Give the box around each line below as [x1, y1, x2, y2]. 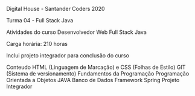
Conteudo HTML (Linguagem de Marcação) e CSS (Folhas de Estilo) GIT [6, 63, 186, 71]
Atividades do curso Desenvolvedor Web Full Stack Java [6, 28, 147, 36]
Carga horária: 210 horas [6, 40, 68, 47]
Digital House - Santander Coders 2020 [6, 5, 105, 12]
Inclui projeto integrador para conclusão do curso [6, 52, 130, 59]
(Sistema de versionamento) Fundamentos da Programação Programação [6, 70, 190, 77]
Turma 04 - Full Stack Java [6, 17, 74, 24]
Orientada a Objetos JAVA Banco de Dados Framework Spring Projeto [6, 77, 180, 83]
